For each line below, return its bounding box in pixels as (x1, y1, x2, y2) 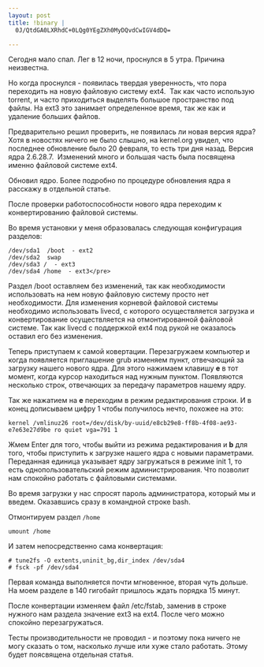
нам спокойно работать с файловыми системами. (8, 474, 177, 483)
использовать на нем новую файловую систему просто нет (8, 289, 210, 300)
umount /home (8, 527, 51, 536)
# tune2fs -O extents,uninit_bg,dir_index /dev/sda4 (8, 557, 185, 565)
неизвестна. (8, 63, 50, 73)
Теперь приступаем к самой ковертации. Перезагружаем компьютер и (8, 347, 251, 356)
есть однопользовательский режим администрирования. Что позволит (8, 465, 250, 475)
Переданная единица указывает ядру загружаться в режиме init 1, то (8, 456, 243, 466)
